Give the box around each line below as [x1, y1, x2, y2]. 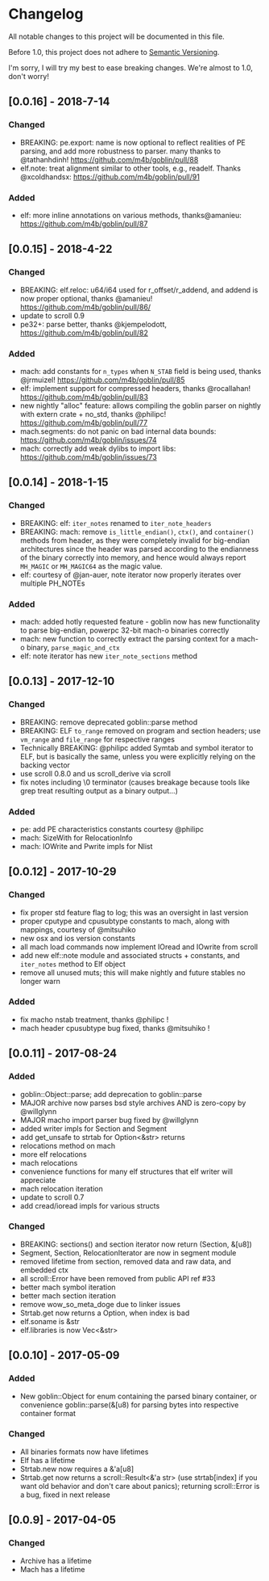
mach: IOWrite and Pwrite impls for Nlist [19, 841, 153, 851]
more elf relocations [19, 1149, 87, 1159]
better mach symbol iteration [19, 1282, 116, 1292]
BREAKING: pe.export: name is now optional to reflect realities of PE [19, 137, 246, 147]
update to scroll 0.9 [19, 310, 85, 320]
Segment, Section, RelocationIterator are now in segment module [19, 1247, 237, 1257]
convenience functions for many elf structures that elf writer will [19, 1167, 234, 1176]
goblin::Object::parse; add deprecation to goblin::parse [19, 1089, 203, 1099]
